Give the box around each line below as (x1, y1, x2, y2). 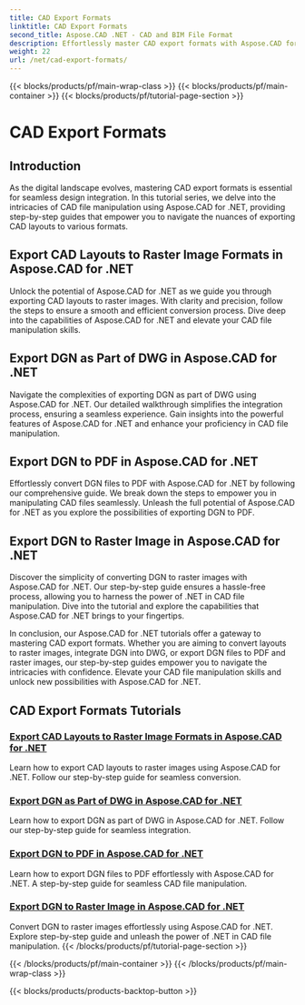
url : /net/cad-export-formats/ (9, 55, 128, 65)
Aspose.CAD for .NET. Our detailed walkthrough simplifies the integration (9, 398, 283, 409)
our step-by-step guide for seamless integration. (9, 825, 192, 836)
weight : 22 (9, 47, 51, 56)
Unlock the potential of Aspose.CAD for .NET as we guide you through (9, 286, 272, 296)
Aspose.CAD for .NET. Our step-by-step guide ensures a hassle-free (9, 581, 266, 592)
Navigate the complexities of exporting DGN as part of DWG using (9, 388, 257, 400)
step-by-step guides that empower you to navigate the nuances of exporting (9, 211, 296, 222)
